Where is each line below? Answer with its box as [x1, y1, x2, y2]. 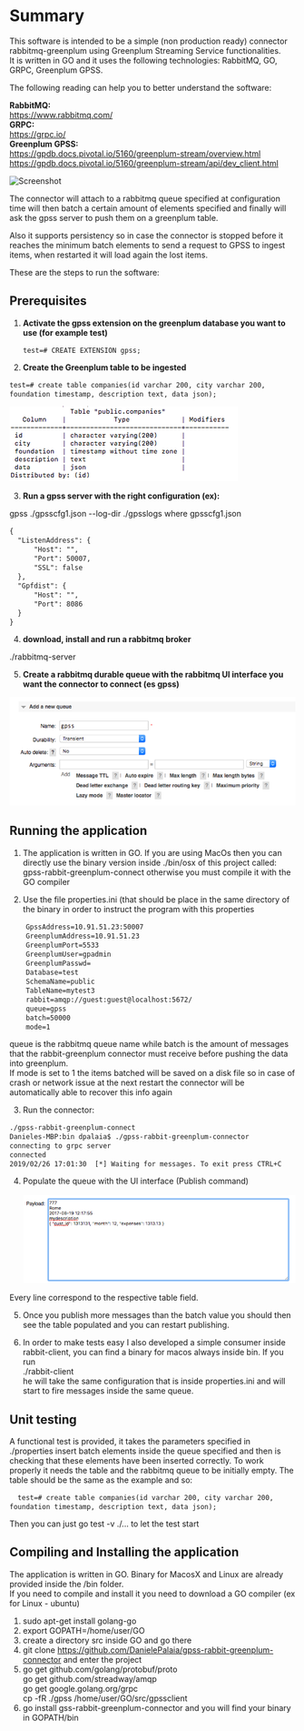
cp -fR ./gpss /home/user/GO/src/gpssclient [22, 1693, 188, 1704]
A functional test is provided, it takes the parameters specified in [9, 1436, 251, 1447]
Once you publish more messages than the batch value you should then [22, 1310, 292, 1321]
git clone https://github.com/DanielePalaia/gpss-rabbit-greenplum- [22, 1644, 274, 1656]
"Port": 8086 [33, 599, 83, 609]
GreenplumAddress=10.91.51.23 [25, 931, 141, 941]
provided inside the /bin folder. [9, 1578, 124, 1589]
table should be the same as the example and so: [9, 1474, 193, 1485]
